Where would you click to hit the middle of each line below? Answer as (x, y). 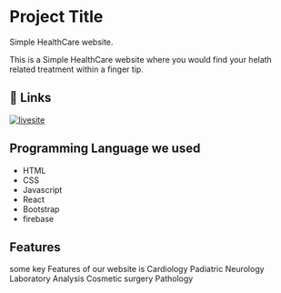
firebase (38, 218)
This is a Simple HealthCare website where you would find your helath (141, 59)
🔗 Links (30, 98)
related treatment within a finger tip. (76, 69)
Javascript (42, 189)
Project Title (56, 17)
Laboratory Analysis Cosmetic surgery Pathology (101, 278)
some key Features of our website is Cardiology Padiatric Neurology (137, 269)
